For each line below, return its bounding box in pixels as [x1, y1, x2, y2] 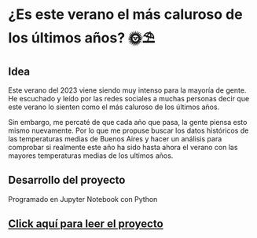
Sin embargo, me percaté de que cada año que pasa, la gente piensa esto [8, 118, 248, 126]
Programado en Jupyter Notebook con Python [8, 194, 158, 203]
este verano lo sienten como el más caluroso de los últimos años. [8, 102, 220, 112]
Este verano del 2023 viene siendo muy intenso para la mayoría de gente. [8, 86, 247, 95]
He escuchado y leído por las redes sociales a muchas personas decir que [8, 94, 250, 103]
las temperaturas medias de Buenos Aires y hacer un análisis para [8, 134, 222, 143]
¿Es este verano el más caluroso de [8, 5, 243, 24]
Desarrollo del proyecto [8, 174, 126, 187]
